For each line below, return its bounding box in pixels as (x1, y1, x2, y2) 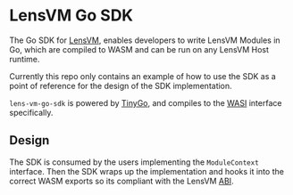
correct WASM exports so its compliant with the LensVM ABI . (9, 175, 234, 186)
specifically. (9, 107, 54, 118)
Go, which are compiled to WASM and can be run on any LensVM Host (9, 44, 270, 54)
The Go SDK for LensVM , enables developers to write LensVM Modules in (9, 35, 280, 45)
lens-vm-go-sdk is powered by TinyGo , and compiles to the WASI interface (9, 97, 282, 108)
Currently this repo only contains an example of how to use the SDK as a (9, 70, 277, 81)
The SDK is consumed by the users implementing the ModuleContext (9, 157, 259, 167)
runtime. (9, 53, 40, 64)
